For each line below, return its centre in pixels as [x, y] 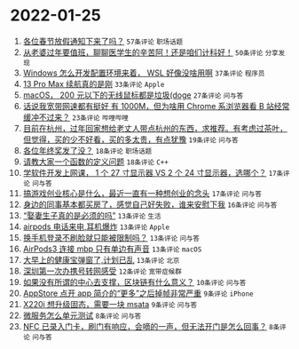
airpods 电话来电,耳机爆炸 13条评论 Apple [96, 226]
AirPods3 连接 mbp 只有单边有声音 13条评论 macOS [112, 249]
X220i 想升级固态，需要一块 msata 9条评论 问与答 [110, 304]
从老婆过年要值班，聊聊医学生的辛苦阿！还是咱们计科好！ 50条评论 [143, 52]
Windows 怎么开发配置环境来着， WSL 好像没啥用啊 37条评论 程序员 [144, 73]
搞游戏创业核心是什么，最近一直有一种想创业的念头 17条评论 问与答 [142, 193]
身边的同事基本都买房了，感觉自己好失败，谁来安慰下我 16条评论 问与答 [150, 204]
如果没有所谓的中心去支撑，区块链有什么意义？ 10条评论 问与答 [134, 282]
